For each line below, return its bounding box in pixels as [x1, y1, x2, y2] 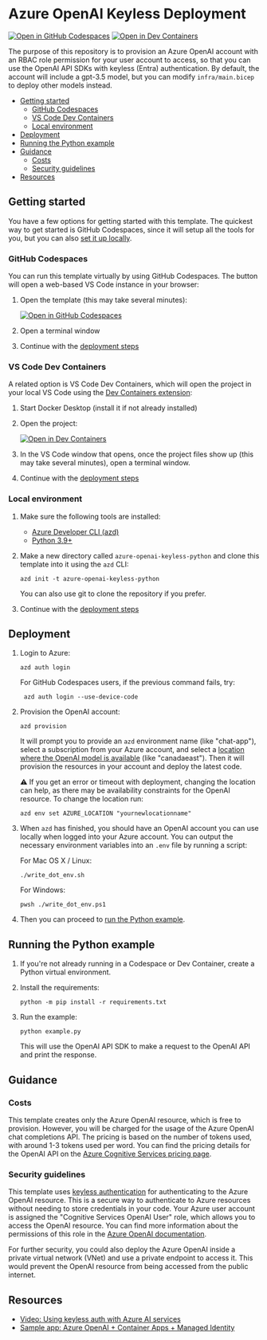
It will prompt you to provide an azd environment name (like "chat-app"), [19, 736, 257, 746]
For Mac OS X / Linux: [19, 856, 92, 865]
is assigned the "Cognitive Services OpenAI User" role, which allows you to [8, 1213, 256, 1222]
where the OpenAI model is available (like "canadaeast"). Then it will [19, 754, 245, 763]
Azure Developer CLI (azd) [31, 527, 120, 536]
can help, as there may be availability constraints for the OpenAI [19, 786, 231, 795]
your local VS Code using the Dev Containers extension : [8, 388, 193, 398]
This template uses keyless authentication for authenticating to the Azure [8, 1187, 249, 1197]
